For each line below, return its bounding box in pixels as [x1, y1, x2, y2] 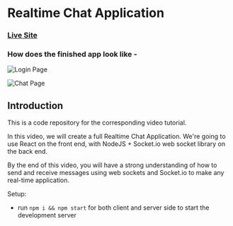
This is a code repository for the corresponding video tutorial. [7, 118, 187, 127]
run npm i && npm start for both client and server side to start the [17, 203, 210, 212]
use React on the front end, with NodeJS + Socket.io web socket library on [7, 140, 226, 148]
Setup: [7, 190, 27, 198]
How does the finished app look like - [7, 50, 137, 60]
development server [17, 211, 76, 220]
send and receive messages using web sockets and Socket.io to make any [7, 169, 225, 177]
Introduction [7, 99, 64, 111]
